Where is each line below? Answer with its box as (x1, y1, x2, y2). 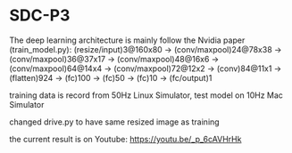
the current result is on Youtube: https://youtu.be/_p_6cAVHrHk (9, 133, 242, 144)
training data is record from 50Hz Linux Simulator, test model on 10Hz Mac (9, 90, 284, 101)
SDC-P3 (9, 5, 71, 26)
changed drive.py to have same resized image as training (9, 117, 221, 127)
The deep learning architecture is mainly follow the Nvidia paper (9, 35, 246, 45)
